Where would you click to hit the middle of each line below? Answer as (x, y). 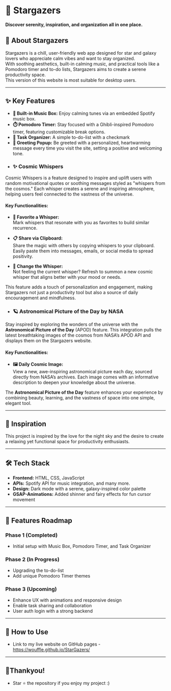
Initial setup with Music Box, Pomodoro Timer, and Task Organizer (82, 546)
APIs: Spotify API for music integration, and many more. (71, 483)
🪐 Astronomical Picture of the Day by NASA (68, 311)
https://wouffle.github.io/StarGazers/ (51, 650)
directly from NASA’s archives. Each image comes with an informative (85, 377)
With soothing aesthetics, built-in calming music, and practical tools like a (82, 64)
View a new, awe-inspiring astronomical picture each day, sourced (82, 371)
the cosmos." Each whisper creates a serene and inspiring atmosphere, (80, 188)
